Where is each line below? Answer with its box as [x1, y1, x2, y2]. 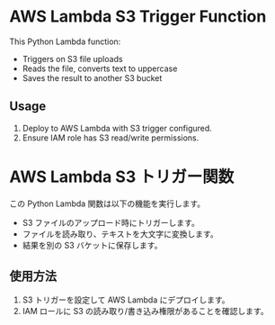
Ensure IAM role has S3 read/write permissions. [22, 132, 200, 143]
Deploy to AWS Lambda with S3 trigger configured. [22, 122, 213, 133]
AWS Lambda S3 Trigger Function [9, 6, 267, 27]
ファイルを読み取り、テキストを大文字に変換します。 [22, 228, 218, 239]
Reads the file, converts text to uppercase [22, 63, 178, 74]
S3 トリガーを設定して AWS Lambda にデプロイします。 [22, 294, 231, 305]
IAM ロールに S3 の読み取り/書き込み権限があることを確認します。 [22, 305, 269, 316]
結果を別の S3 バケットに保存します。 [22, 239, 163, 250]
